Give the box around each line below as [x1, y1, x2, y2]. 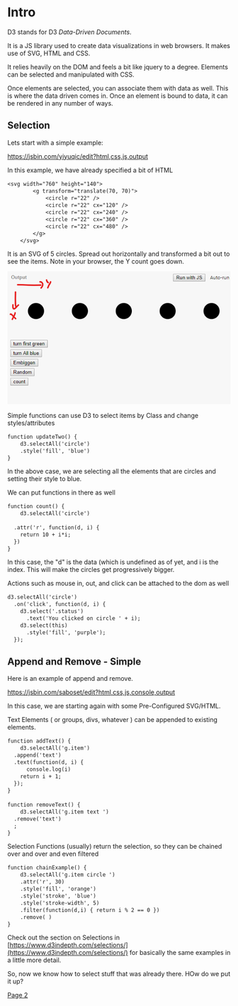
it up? [7, 977, 23, 985]
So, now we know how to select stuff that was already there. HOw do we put [7, 970, 231, 978]
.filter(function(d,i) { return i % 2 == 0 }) [20, 907, 160, 914]
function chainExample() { [7, 864, 87, 871]
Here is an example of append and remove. [7, 674, 133, 683]
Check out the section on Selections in [7, 933, 120, 942]
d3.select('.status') [20, 608, 84, 615]
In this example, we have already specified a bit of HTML [7, 166, 174, 174]
